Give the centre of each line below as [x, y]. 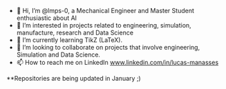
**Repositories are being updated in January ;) [74, 78]
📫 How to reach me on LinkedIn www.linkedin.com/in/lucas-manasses [117, 62]
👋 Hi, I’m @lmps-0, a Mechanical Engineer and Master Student [105, 11]
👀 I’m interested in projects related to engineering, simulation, [104, 25]
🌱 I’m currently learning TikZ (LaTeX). [69, 40]
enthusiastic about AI [47, 18]
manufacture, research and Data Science [75, 32]
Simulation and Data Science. [58, 55]
